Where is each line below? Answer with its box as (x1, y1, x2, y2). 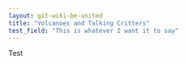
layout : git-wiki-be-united (8, 11, 104, 20)
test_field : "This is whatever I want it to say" (8, 26, 180, 34)
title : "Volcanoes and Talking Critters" (8, 19, 150, 27)
